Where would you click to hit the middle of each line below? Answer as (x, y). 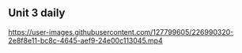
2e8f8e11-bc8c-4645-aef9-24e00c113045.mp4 (86, 40)
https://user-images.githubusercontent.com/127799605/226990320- (121, 32)
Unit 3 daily (37, 13)
